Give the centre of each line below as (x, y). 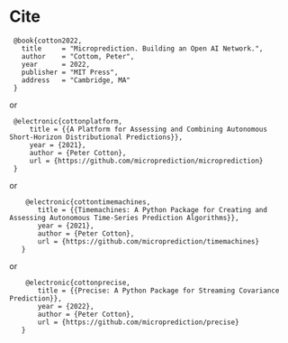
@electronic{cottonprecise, (78, 283)
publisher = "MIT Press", (70, 72)
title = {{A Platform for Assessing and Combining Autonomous (148, 129)
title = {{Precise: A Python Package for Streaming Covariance (158, 291)
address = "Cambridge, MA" (76, 80)
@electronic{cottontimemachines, (88, 202)
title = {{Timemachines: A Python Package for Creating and (153, 209)
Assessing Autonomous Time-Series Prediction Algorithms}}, (125, 218)
